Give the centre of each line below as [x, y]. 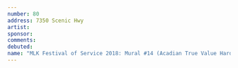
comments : [22, 40]
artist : [19, 27]
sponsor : [20, 34]
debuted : [20, 47]
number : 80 [23, 14]
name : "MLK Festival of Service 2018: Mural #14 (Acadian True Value [112, 54]
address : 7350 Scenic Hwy [45, 21]
